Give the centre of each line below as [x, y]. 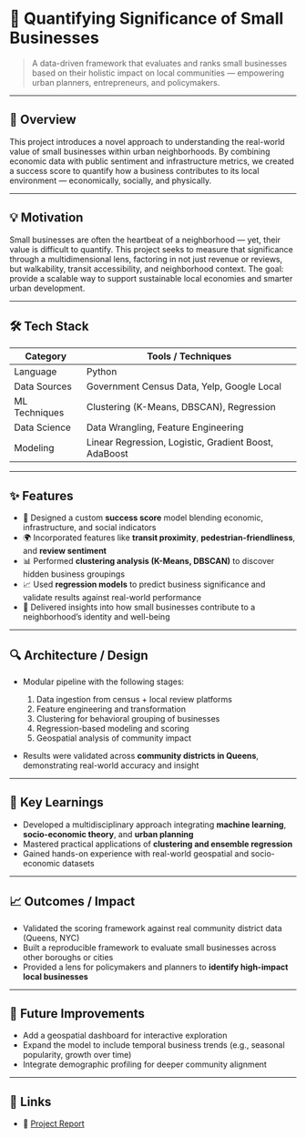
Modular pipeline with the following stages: [103, 682]
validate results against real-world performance [112, 598]
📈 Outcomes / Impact [72, 902]
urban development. [47, 288]
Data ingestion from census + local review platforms [134, 699]
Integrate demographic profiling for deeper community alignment [144, 1064]
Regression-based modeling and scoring [112, 728]
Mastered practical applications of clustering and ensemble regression [158, 844]
